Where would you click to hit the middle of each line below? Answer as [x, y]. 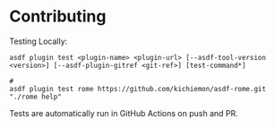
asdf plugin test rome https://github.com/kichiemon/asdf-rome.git [138, 89]
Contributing [58, 17]
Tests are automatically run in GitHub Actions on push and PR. [124, 113]
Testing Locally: [39, 41]
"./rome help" [36, 97]
